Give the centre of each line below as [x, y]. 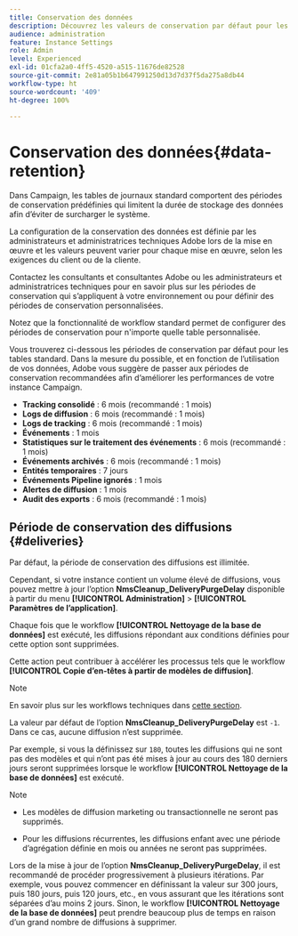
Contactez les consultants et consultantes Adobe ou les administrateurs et [146, 278]
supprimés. [43, 822]
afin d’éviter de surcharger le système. [80, 214]
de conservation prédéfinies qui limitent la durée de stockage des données [146, 205]
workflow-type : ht [43, 84]
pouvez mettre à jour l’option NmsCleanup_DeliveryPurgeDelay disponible [147, 589]
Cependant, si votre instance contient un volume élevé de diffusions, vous [145, 580]
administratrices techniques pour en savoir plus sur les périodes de [133, 286]
